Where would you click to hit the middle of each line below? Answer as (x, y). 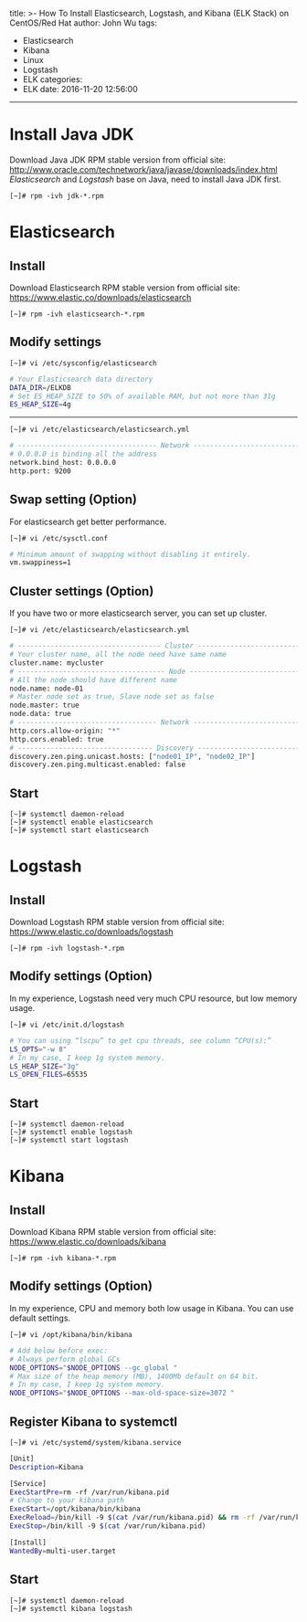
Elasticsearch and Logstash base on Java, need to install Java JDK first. (145, 179)
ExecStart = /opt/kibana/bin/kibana (75, 1509)
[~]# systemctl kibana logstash (71, 1608)
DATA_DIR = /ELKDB (40, 387)
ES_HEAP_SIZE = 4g (40, 405)
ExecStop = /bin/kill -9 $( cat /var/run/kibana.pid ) (108, 1526)
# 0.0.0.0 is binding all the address (83, 454)
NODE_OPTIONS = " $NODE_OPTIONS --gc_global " (94, 1368)
